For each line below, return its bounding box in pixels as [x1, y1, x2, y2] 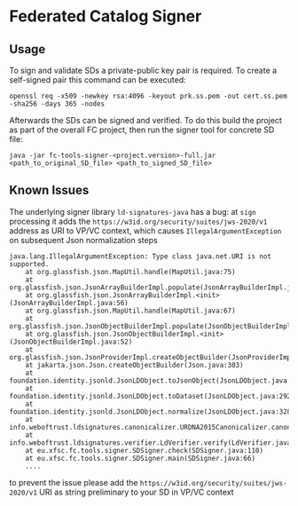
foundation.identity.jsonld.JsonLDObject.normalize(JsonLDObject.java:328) [9, 407, 295, 416]
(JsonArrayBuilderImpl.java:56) [9, 298, 129, 307]
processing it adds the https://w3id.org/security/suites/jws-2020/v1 [9, 216, 268, 226]
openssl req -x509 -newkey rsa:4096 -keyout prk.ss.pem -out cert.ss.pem [9, 91, 288, 100]
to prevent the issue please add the [9, 477, 138, 487]
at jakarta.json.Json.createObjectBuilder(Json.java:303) [25, 360, 244, 369]
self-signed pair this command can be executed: [9, 75, 186, 85]
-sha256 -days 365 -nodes [9, 99, 105, 108]
